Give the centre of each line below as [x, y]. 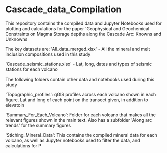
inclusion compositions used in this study [48, 54]
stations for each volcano [31, 69]
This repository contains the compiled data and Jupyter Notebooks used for [83, 23]
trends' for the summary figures [38, 125]
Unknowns [16, 39]
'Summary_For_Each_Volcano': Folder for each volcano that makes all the [81, 115]
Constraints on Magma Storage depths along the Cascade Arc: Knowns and [83, 34]
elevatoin [15, 105]
